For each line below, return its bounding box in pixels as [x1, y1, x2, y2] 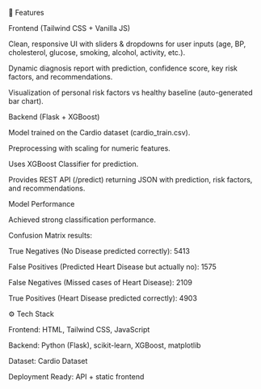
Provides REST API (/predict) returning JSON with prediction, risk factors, [8, 175, 253, 184]
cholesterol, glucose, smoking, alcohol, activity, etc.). [8, 48, 186, 57]
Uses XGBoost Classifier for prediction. [8, 159, 139, 169]
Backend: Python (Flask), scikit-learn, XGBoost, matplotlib [8, 340, 201, 350]
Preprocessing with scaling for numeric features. [8, 143, 171, 153]
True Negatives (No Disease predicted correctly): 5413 [8, 246, 190, 255]
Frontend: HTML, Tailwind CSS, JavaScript [8, 325, 150, 334]
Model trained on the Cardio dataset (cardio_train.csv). [8, 128, 191, 137]
